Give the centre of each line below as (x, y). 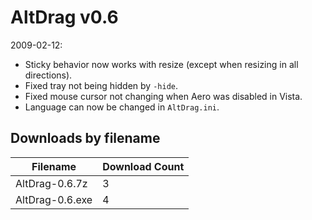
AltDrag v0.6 (64, 17)
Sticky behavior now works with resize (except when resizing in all (161, 64)
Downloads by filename (85, 138)
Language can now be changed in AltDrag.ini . (122, 107)
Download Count (143, 166)
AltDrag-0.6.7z (51, 183)
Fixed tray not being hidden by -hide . (101, 85)
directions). (48, 75)
